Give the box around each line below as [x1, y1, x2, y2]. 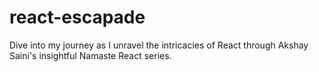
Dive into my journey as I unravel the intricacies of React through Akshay [9, 39, 309, 51]
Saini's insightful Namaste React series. [9, 49, 172, 61]
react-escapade [9, 6, 146, 29]
